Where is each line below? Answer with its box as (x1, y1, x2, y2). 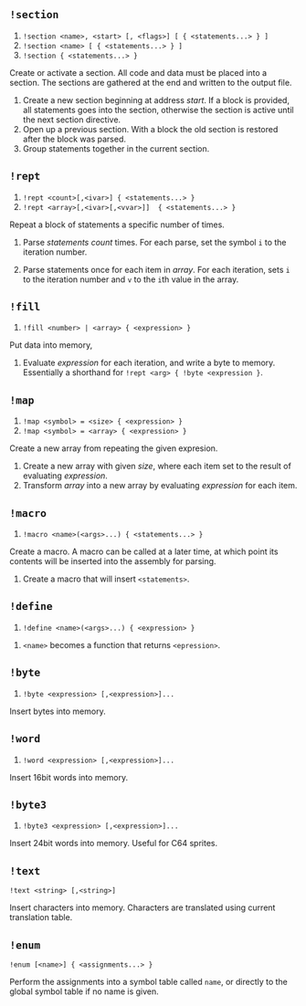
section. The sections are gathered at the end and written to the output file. (9, 77, 292, 88)
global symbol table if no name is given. (9, 986, 160, 997)
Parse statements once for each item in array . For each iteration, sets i (22, 264, 290, 275)
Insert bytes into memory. (9, 706, 107, 717)
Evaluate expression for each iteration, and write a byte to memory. (22, 357, 276, 369)
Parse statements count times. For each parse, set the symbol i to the (22, 236, 287, 247)
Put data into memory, (9, 340, 93, 351)
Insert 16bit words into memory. (9, 771, 129, 782)
